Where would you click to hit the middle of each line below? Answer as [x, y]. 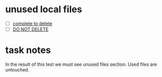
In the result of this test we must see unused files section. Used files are [81, 64]
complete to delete [32, 23]
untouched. [17, 70]
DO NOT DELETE [30, 29]
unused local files [44, 9]
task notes [28, 50]
